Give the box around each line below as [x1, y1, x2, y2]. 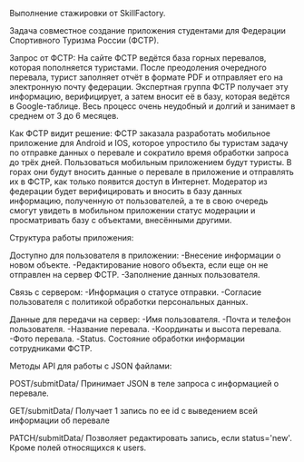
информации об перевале [9, 415, 111, 426]
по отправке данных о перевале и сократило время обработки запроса [9, 147, 289, 158]
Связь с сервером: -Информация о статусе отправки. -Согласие [9, 287, 261, 298]
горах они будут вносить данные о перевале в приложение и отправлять [9, 167, 294, 177]
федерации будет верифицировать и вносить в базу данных [9, 186, 242, 196]
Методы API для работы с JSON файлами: [9, 360, 172, 371]
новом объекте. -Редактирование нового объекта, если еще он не [9, 260, 269, 270]
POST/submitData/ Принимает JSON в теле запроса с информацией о [9, 378, 279, 388]
